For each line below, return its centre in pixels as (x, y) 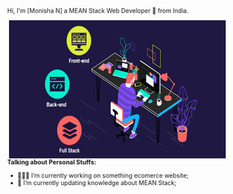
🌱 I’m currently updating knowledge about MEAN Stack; (97, 183)
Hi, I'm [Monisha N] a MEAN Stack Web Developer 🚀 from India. (98, 11)
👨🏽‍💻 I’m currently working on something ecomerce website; (103, 175)
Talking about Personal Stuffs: (52, 162)
